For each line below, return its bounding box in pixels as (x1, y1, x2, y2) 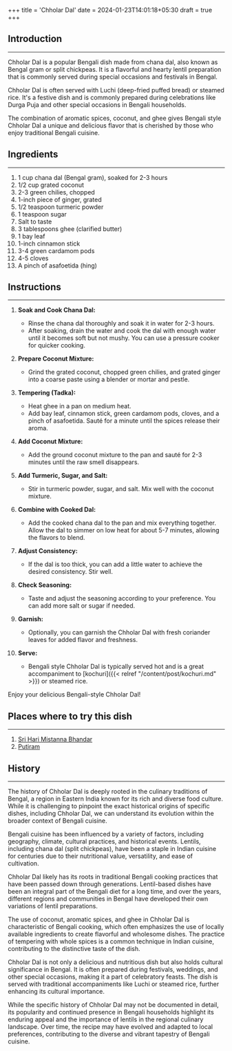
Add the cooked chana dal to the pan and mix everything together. (28, 519, 216, 527)
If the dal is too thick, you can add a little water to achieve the (28, 560, 202, 568)
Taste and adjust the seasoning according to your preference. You (28, 594, 216, 603)
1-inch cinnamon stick (17, 239, 81, 248)
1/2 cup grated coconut (17, 181, 85, 189)
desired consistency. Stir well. (28, 568, 113, 576)
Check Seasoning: (17, 581, 72, 589)
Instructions (8, 281, 61, 293)
